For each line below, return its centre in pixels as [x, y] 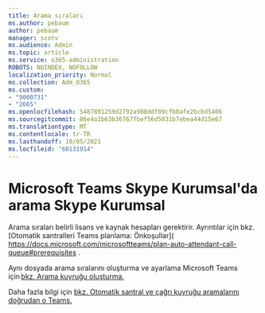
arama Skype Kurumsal [87, 205]
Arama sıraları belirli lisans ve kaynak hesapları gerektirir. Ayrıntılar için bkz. [131, 227]
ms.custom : [26, 90]
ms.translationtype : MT [48, 127]
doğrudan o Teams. [40, 300]
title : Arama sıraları [46, 16]
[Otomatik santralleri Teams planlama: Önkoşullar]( [91, 236]
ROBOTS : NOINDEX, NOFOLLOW [53, 68]
